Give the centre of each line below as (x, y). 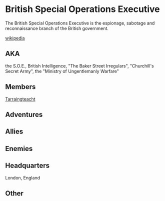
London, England (23, 177)
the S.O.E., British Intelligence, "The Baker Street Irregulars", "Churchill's (79, 65)
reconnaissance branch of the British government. (57, 28)
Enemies (19, 148)
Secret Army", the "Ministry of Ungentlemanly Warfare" (62, 71)
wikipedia (15, 38)
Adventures (24, 114)
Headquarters (27, 166)
